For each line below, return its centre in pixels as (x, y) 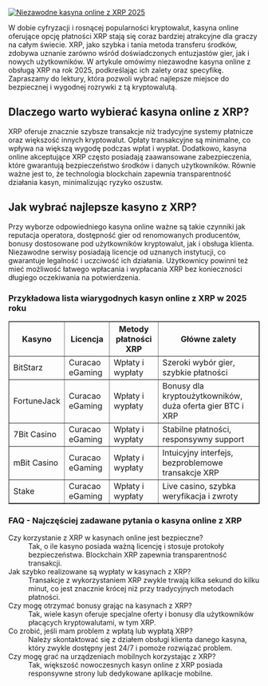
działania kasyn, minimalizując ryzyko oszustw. (86, 182)
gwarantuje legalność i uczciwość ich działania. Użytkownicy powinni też (128, 260)
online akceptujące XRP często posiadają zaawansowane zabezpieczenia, (130, 156)
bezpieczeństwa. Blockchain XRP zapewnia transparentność (128, 555)
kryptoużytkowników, (203, 396)
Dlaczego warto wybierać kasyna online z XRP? (129, 112)
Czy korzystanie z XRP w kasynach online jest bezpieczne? (106, 538)
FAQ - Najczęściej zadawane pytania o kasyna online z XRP (125, 520)
